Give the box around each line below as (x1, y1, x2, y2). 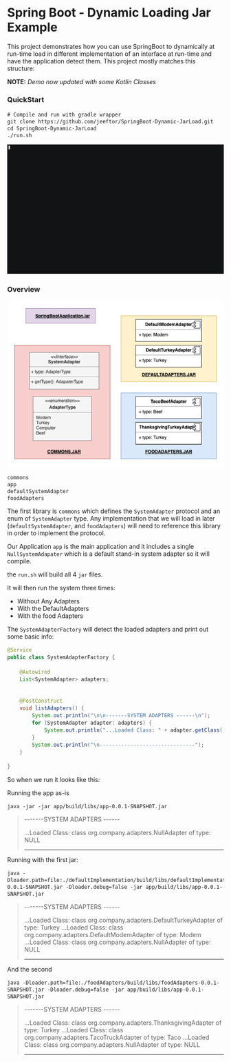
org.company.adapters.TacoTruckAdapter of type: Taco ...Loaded (23, 1033, 210, 1042)
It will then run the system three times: (7, 584, 115, 592)
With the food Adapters (16, 612, 84, 620)
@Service (7, 647, 32, 654)
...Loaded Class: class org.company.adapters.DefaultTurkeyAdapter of (23, 916, 223, 925)
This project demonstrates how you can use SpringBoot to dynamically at (7, 42, 215, 50)
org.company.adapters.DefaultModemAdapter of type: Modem (23, 931, 201, 939)
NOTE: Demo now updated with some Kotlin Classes (7, 77, 157, 86)
